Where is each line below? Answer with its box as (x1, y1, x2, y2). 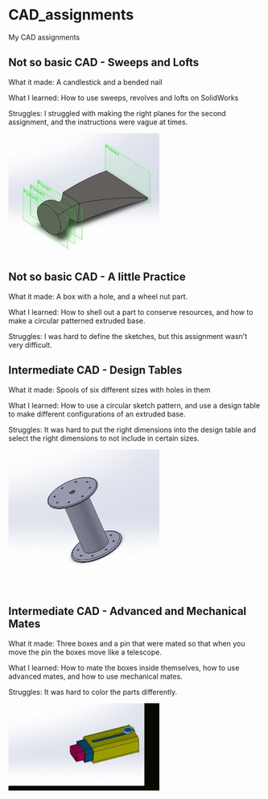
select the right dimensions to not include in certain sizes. (8, 433, 200, 443)
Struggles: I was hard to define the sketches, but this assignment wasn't (8, 331, 248, 341)
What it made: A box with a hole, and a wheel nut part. (8, 291, 188, 301)
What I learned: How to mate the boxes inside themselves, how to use (8, 663, 240, 672)
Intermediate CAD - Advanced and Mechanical (8, 604, 247, 618)
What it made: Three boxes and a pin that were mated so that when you (8, 638, 245, 648)
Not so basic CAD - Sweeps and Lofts (8, 56, 200, 69)
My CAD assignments (8, 32, 80, 42)
